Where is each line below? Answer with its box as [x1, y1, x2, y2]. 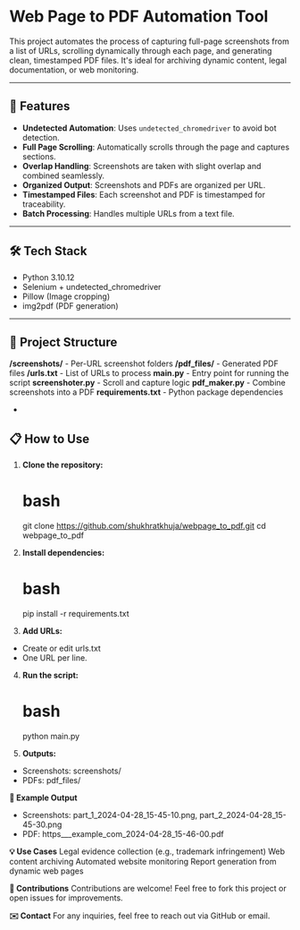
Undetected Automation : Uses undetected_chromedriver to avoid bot [21, 123, 277, 133]
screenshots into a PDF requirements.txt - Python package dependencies [9, 387, 284, 397]
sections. [21, 150, 56, 162]
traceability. [21, 199, 66, 209]
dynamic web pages [9, 866, 84, 876]
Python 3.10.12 [21, 271, 75, 283]
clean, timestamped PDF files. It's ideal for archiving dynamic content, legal [9, 55, 287, 65]
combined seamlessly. [21, 170, 105, 181]
